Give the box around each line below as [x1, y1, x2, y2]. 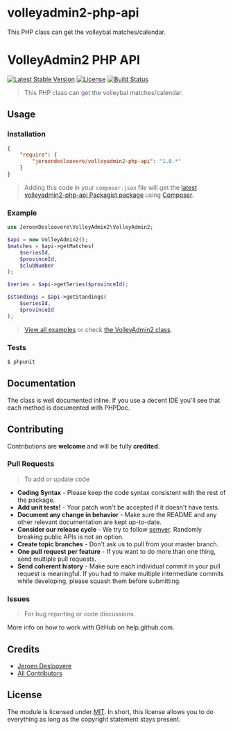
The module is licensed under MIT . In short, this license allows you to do [7, 707, 214, 715]
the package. [17, 496, 55, 504]
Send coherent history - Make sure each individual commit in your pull [17, 562, 221, 570]
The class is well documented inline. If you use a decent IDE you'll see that [7, 396, 221, 404]
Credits [7, 643, 40, 655]
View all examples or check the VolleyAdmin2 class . [24, 325, 173, 333]
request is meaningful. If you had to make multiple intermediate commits [17, 569, 224, 577]
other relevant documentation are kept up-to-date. [17, 518, 162, 526]
